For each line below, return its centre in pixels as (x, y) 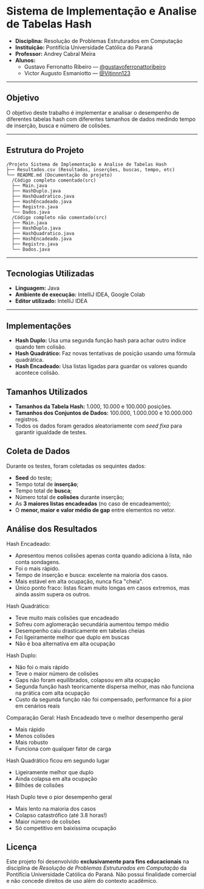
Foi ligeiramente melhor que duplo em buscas (72, 637)
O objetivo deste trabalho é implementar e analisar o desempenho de (93, 112)
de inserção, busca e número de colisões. (59, 125)
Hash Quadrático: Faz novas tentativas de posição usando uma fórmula (105, 353)
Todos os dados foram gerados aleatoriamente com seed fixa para (98, 426)
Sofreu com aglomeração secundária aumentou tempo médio (92, 624)
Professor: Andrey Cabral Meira (55, 53)
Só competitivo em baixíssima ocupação (66, 828)
